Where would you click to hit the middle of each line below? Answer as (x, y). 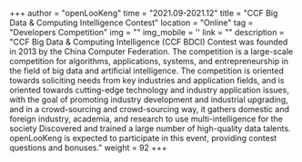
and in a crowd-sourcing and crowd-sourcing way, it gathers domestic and (149, 109)
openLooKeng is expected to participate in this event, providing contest (143, 138)
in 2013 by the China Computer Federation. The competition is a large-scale (151, 52)
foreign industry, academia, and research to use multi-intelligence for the (146, 119)
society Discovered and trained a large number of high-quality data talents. (150, 129)
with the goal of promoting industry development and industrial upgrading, (149, 100)
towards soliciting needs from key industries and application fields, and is (147, 80)
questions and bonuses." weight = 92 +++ (89, 148)
